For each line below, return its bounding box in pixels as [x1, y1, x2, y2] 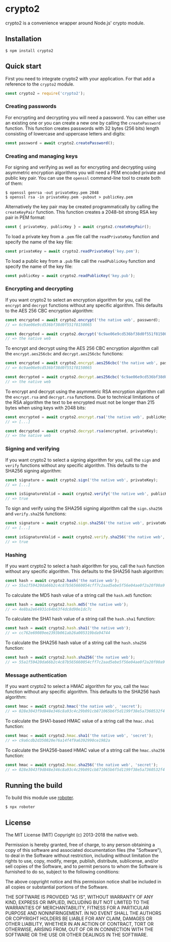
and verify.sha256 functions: [5, 511, 67, 517]
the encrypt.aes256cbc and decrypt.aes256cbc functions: [5, 351, 124, 357]
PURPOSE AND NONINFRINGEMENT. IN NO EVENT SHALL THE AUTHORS [5, 910, 162, 917]
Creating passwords [5, 103, 57, 110]
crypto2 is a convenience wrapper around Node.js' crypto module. [5, 20, 145, 26]
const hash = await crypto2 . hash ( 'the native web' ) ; [5, 578, 120, 583]
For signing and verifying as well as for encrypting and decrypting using [5, 164, 156, 170]
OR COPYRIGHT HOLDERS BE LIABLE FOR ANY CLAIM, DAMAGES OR [5, 916, 153, 922]
